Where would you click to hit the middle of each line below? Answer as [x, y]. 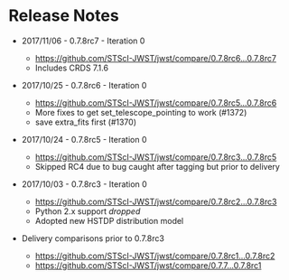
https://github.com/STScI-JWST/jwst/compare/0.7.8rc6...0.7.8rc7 [156, 58]
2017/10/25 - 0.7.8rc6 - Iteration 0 [84, 85]
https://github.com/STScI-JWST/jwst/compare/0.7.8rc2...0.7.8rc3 [156, 201]
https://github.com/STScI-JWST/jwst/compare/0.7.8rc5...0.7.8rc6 [156, 103]
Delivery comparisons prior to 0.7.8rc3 [93, 238]
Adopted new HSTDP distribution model [109, 220]
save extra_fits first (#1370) [86, 122]
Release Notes [64, 16]
